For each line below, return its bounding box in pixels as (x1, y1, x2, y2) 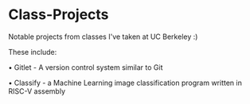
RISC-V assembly (8, 86, 66, 96)
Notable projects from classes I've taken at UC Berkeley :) (8, 32, 198, 41)
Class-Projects (8, 6, 109, 24)
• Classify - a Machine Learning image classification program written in (8, 78, 243, 87)
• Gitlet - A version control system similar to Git (8, 62, 163, 72)
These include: (8, 47, 57, 56)
